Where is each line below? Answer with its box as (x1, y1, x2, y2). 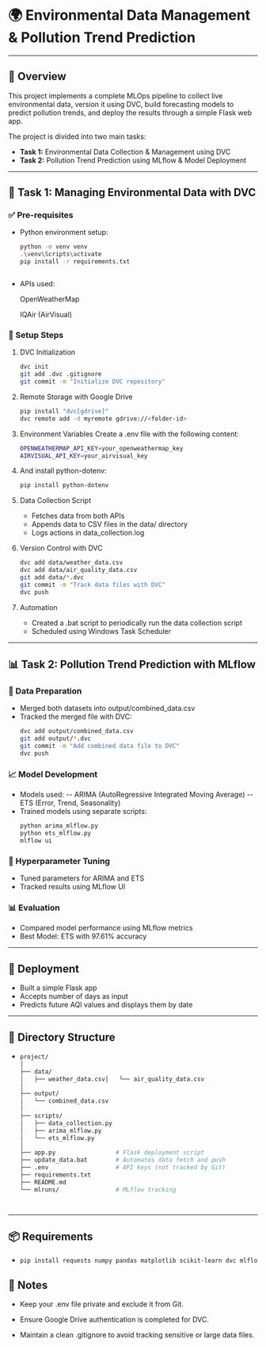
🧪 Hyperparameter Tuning (8, 855, 111, 866)
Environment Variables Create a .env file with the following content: (19, 429, 239, 439)
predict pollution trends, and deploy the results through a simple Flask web (8, 108, 253, 117)
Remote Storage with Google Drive (19, 392, 133, 401)
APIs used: (19, 279, 55, 289)
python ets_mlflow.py (19, 830, 91, 838)
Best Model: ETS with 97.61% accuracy (19, 931, 147, 941)
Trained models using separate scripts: (19, 807, 147, 816)
